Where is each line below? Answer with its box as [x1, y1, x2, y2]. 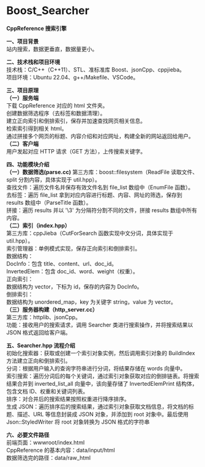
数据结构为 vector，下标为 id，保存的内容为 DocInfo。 [6, 282, 143, 290]
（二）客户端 [6, 140, 39, 147]
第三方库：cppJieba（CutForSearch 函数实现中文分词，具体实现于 [6, 229, 174, 237]
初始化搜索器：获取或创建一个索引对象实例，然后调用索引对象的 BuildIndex [6, 349, 195, 356]
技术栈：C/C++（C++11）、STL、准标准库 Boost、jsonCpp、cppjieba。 [6, 65, 185, 73]
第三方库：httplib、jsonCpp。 [6, 313, 81, 321]
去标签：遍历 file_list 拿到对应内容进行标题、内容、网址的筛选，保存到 [6, 191, 182, 199]
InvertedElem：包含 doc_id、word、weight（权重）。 [6, 267, 139, 275]
